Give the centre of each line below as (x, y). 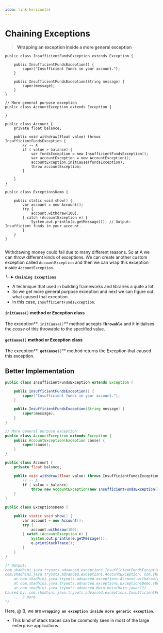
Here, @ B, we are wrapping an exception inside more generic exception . (80, 611)
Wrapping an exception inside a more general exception (74, 47)
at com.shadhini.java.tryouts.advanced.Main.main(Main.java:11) (80, 588)
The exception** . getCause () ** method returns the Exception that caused (78, 351)
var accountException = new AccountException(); (81, 158)
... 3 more (25, 597)
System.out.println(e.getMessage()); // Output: (81, 222)
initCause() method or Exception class (45, 313)
